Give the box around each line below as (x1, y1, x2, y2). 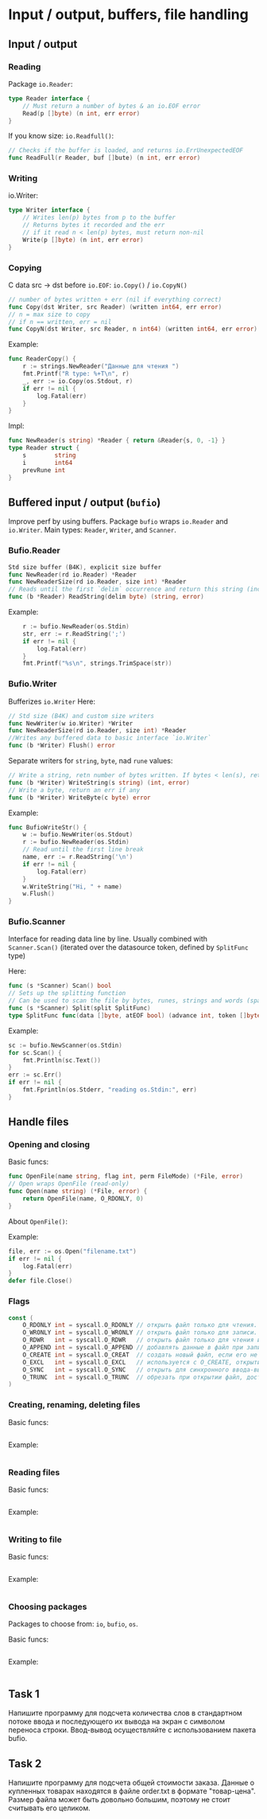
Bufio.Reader (8, 545, 61, 556)
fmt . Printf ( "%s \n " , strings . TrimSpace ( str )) (22, 659, 172, 668)
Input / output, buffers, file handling (8, 6, 249, 24)
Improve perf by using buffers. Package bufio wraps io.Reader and (8, 517, 229, 526)
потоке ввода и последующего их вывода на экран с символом (8, 1717, 225, 1727)
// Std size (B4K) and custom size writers (8, 712, 155, 720)
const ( (8, 1314, 34, 1322)
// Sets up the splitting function (8, 990, 126, 997)
